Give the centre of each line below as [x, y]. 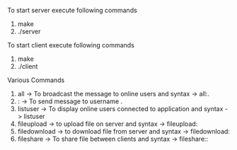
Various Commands [36, 80]
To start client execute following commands [71, 45]
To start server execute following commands [73, 10]
